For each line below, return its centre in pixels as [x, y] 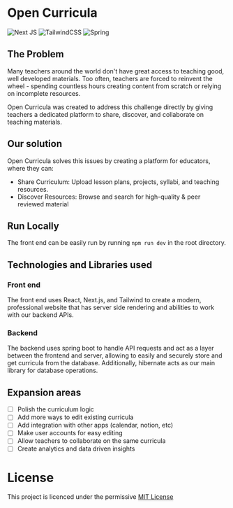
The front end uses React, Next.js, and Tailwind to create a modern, [104, 300]
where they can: [30, 168]
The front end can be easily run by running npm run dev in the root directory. [117, 243]
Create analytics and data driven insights [76, 449]
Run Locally [33, 226]
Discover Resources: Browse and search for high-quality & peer [109, 197]
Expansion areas [44, 392]
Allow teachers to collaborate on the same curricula [91, 441]
